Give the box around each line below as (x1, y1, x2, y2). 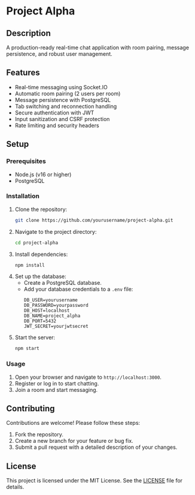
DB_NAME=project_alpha (23, 313, 81, 319)
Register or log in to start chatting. (14, 379, 99, 387)
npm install (14, 262, 45, 268)
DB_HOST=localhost (23, 307, 70, 314)
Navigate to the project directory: (14, 228, 97, 235)
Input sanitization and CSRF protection (14, 115, 110, 122)
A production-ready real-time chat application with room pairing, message (6, 44, 190, 51)
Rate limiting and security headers (14, 122, 100, 129)
